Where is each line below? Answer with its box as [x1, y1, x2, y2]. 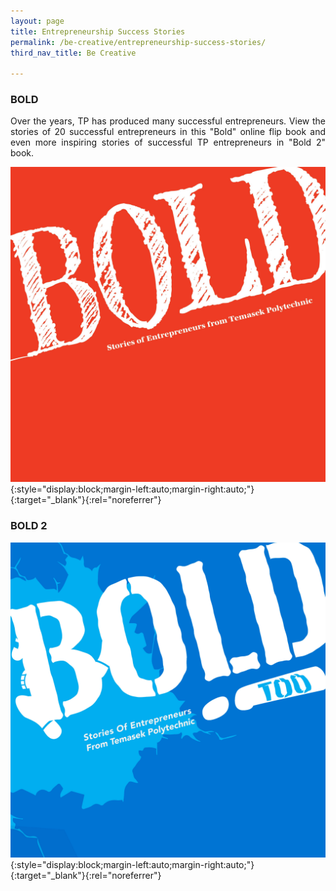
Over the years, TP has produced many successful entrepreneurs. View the [10, 115, 326, 127]
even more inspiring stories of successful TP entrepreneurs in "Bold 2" [10, 136, 326, 149]
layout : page [10, 16, 65, 26]
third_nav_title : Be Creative [10, 48, 137, 58]
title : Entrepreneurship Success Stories [10, 26, 186, 37]
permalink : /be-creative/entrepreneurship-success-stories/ [10, 37, 267, 47]
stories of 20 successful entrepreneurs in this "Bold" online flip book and [10, 126, 326, 138]
